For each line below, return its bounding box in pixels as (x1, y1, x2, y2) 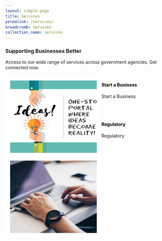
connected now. (5, 65, 39, 71)
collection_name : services (5, 30, 63, 35)
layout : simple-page (5, 8, 50, 13)
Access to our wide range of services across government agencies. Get (5, 59, 157, 65)
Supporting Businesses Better (5, 48, 82, 55)
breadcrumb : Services (5, 25, 52, 30)
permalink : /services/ (5, 19, 54, 24)
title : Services (5, 13, 40, 19)
